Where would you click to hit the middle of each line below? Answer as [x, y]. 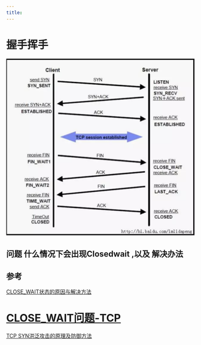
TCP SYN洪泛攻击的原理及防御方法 [49, 336]
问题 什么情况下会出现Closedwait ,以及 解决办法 [95, 254]
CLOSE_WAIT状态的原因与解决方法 [49, 292]
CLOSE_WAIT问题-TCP [64, 318]
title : [14, 13]
